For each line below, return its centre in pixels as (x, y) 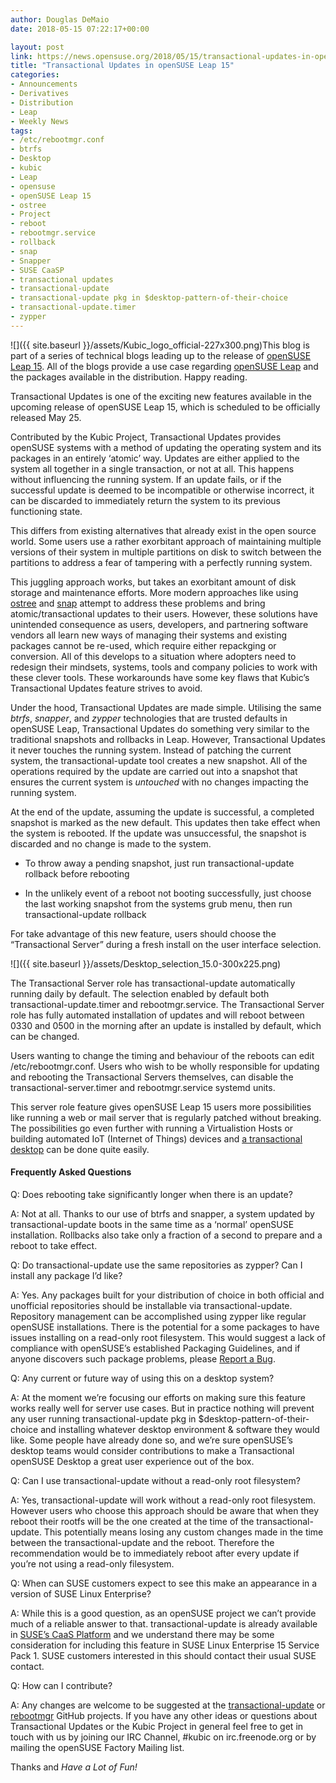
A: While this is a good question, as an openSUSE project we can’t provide (163, 1613)
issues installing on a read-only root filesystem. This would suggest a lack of (168, 1337)
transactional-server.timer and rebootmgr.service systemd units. (143, 1087)
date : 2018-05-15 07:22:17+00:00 (80, 29)
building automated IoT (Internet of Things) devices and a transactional (156, 1138)
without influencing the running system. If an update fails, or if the (146, 479)
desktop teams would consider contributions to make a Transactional (152, 1450)
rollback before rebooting (77, 873)
